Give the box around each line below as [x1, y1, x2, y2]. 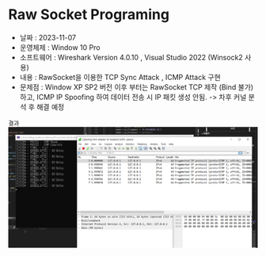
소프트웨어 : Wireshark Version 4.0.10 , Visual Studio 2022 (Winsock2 [19, 52, 243, 62]
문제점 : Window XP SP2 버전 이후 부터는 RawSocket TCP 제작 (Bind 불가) [19, 82, 254, 92]
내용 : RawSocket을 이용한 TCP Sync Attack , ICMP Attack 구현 [19, 72, 221, 82]
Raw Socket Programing [8, 6, 170, 24]
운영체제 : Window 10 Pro [19, 42, 101, 52]
